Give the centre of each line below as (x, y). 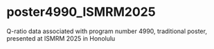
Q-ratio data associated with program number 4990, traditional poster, (107, 31)
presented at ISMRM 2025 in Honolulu (61, 38)
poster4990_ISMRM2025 (81, 12)
